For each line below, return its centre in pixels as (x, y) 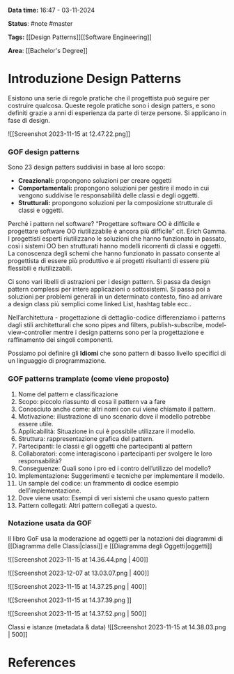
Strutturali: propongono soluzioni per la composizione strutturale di (115, 203)
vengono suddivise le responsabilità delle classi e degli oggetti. (109, 195)
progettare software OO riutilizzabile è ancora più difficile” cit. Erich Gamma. (117, 231)
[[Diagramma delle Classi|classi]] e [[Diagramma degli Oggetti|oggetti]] (110, 546)
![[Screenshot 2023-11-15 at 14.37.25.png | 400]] (77, 586)
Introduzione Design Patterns (95, 79)
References (42, 663)
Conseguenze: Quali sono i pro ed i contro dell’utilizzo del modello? (115, 468)
